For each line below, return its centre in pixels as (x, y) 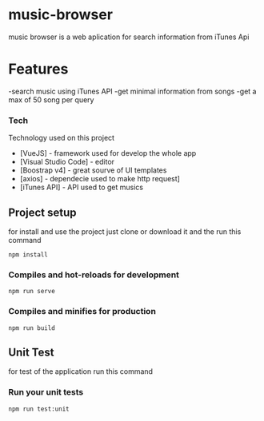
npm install (28, 254)
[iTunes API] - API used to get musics (82, 187)
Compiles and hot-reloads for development (94, 275)
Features (38, 69)
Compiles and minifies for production (82, 312)
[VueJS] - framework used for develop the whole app (108, 153)
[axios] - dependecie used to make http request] (100, 179)
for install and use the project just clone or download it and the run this (125, 231)
